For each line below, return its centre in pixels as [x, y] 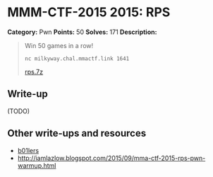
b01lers [28, 150]
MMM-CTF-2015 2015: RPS [89, 12]
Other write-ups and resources [77, 133]
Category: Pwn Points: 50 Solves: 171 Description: [82, 32]
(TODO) [19, 111]
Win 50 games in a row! [59, 45]
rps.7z [34, 72]
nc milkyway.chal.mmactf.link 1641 [77, 58]
